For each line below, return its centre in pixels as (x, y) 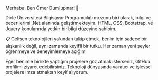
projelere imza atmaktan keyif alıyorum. (47, 72)
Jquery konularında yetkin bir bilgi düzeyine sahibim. (61, 29)
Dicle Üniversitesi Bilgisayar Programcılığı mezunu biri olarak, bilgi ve (78, 18)
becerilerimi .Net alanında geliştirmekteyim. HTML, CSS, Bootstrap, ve (79, 23)
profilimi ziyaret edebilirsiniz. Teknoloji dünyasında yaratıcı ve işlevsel (79, 67)
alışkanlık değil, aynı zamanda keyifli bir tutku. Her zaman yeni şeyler (78, 46)
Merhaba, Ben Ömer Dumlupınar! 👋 (42, 8)
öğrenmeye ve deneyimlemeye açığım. (46, 51)
